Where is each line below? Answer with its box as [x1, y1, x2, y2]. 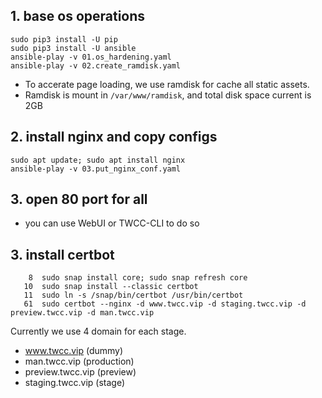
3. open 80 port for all [10, 191, 148, 208]
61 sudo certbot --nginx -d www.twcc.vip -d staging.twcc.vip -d [23, 299, 307, 309]
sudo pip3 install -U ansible [10, 43, 137, 53]
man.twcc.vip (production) [24, 355, 135, 368]
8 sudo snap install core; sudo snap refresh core [28, 273, 248, 283]
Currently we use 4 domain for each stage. [10, 325, 187, 338]
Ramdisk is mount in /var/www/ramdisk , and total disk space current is [24, 89, 312, 101]
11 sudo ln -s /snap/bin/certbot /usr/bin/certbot [23, 290, 244, 301]
